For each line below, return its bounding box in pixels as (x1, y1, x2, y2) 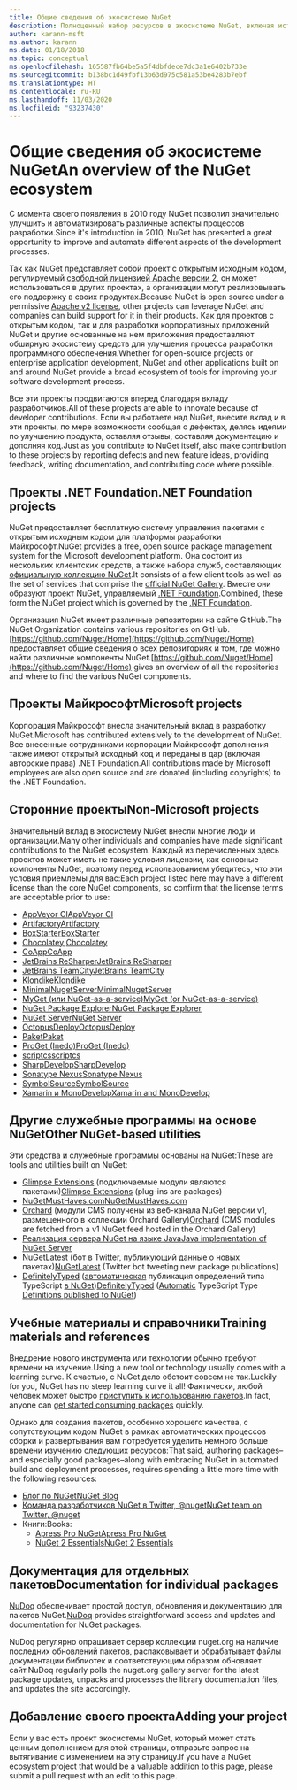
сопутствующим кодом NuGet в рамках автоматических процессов (9, 1426, 267, 1437)
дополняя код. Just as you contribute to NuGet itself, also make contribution (9, 440, 286, 451)
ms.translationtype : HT (9, 79, 97, 88)
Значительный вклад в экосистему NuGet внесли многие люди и (9, 825, 255, 837)
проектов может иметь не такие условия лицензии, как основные (9, 853, 259, 864)
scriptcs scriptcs (21, 1050, 81, 1061)
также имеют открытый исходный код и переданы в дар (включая (9, 748, 261, 759)
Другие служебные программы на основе (9, 1113, 258, 1129)
